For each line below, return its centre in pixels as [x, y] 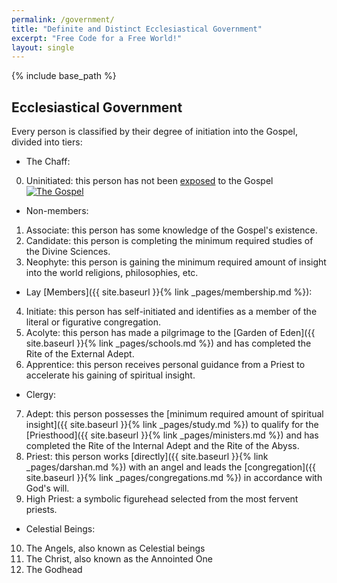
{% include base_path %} [64, 76]
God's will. [47, 488]
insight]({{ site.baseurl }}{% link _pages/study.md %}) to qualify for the [172, 425]
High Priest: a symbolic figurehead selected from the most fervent [162, 499]
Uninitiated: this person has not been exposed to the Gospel [149, 181]
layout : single [43, 47]
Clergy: [41, 395]
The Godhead [54, 570]
